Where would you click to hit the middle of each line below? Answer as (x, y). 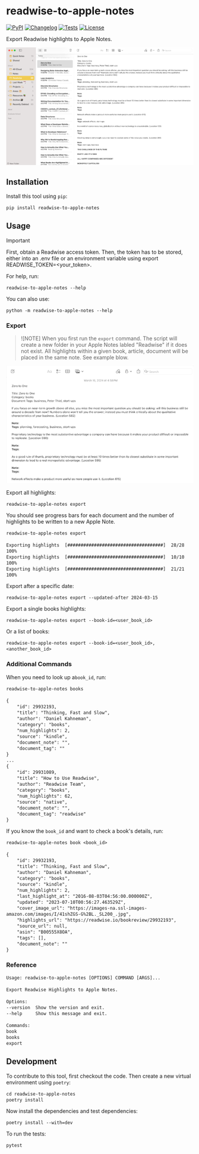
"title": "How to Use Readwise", (58, 778)
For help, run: (23, 276)
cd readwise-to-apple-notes (41, 1094)
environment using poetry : (39, 1082)
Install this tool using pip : (37, 196)
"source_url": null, (42, 926)
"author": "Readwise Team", (51, 784)
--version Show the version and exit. (56, 1007)
